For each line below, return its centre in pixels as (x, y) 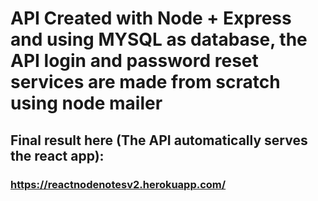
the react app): (57, 155)
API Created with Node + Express (151, 18)
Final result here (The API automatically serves (159, 140)
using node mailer (86, 103)
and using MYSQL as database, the (159, 39)
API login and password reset (134, 61)
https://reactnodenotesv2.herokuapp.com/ (118, 184)
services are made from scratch (145, 82)
